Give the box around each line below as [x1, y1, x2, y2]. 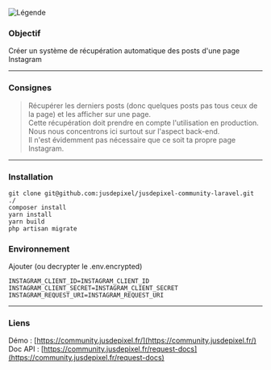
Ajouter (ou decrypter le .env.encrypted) [8, 262, 143, 272]
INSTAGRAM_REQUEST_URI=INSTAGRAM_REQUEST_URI [8, 291, 164, 300]
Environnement [8, 243, 70, 254]
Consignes [8, 82, 52, 94]
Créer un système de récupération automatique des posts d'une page [8, 46, 240, 56]
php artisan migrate [8, 224, 78, 233]
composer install [8, 203, 67, 211]
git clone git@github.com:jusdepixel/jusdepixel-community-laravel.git [8, 189, 254, 197]
